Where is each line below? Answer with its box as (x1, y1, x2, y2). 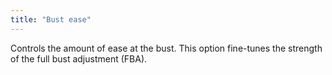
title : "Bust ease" (10, 14, 92, 25)
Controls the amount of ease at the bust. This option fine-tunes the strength (10, 42, 323, 54)
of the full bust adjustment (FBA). (10, 52, 148, 65)
